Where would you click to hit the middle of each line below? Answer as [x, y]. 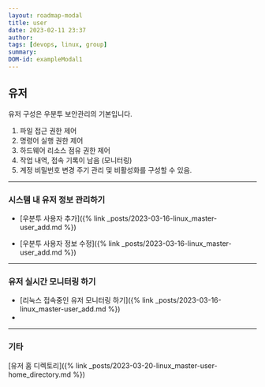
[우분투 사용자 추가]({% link [62, 218]
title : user [28, 23]
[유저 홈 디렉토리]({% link [48, 365]
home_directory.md [40, 374]
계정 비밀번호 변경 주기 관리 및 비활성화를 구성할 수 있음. [106, 169]
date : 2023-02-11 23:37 [47, 30]
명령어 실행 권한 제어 [51, 140]
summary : [22, 52]
